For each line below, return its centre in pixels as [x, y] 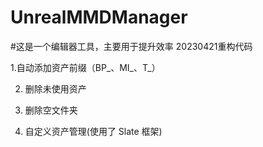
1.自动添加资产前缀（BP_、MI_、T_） [85, 67]
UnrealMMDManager [99, 17]
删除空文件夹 [51, 110]
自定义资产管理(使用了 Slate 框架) [93, 131]
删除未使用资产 [55, 88]
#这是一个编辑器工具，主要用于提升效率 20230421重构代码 [131, 46]
